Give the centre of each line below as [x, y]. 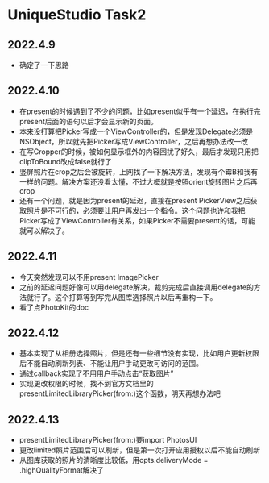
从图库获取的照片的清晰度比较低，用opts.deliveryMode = [114, 460]
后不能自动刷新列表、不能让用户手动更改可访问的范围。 [111, 364]
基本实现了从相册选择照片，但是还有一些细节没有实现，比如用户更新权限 [139, 353]
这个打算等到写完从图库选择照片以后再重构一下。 [136, 297]
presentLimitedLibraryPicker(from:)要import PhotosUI [108, 440]
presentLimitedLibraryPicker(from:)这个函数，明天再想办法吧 [120, 393]
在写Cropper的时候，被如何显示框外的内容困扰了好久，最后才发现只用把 [139, 152]
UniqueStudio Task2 [77, 15]
